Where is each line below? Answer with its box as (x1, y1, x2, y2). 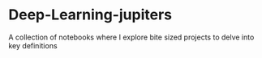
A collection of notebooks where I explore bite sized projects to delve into (8, 32, 255, 42)
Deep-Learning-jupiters (8, 6, 173, 24)
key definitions (8, 40, 58, 50)
